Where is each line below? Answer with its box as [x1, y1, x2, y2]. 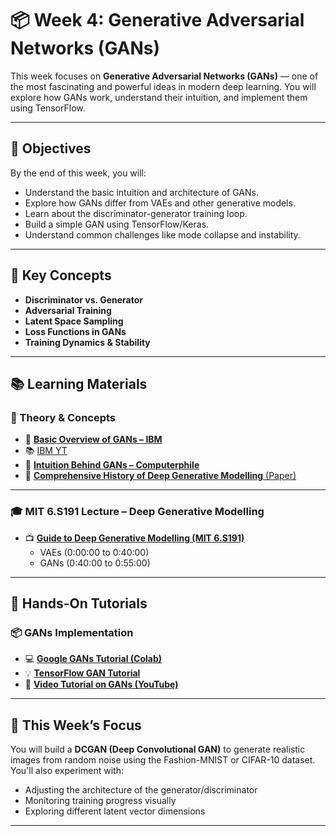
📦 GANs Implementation [10, 625, 134, 639]
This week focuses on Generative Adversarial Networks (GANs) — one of [10, 70, 319, 82]
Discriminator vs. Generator [24, 293, 143, 306]
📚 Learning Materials [10, 375, 148, 392]
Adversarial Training [24, 304, 112, 316]
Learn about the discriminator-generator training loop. [24, 207, 248, 219]
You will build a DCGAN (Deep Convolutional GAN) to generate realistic [10, 743, 306, 756]
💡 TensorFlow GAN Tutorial [24, 667, 141, 679]
